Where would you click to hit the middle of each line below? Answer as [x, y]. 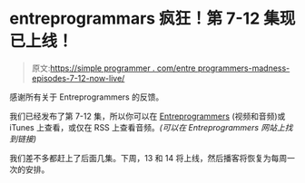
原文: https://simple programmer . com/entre [113, 68]
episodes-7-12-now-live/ [78, 78]
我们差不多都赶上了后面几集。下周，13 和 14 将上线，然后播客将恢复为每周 [148, 158]
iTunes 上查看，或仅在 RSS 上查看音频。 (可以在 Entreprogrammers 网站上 [148, 127]
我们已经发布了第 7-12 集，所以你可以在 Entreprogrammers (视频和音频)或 [148, 116]
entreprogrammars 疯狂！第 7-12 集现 [152, 19]
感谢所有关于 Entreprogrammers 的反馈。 [87, 97]
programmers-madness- [244, 68]
